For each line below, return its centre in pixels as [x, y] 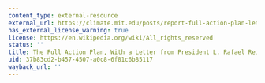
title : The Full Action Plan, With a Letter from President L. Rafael [127, 52]
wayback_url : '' [35, 67]
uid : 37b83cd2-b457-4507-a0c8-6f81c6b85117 [81, 60]
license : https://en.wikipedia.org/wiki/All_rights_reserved [111, 38]
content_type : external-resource [63, 15]
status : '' [26, 45]
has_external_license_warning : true [68, 30]
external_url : [32, 23]
